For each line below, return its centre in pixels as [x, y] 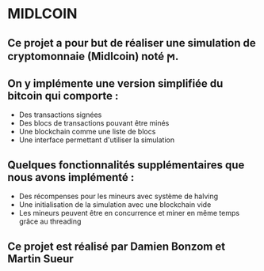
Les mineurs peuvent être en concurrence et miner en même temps [129, 213]
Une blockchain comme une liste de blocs [87, 132]
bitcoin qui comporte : [63, 96]
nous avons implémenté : [71, 177]
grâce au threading [50, 221]
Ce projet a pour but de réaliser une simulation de [132, 43]
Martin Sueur [41, 259]
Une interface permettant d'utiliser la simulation [97, 140]
